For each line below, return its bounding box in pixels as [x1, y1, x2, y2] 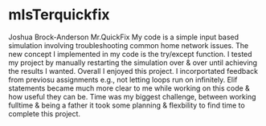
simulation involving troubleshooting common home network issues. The [8, 40, 249, 50]
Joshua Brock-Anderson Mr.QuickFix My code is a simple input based [8, 32, 239, 42]
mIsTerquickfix [8, 6, 110, 24]
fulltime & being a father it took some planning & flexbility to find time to [8, 100, 245, 110]
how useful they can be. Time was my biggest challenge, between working [8, 91, 256, 101]
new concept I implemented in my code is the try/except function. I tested [8, 49, 252, 59]
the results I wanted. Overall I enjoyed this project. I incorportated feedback [8, 66, 259, 75]
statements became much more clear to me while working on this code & [8, 83, 251, 93]
